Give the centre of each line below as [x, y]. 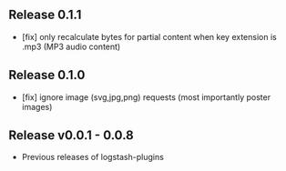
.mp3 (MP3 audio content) [71, 46]
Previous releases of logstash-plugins [93, 157]
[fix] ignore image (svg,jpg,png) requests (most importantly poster [146, 97]
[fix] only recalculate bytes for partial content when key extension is [149, 36]
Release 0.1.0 [47, 75]
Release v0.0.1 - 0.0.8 [71, 136]
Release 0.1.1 [45, 15]
